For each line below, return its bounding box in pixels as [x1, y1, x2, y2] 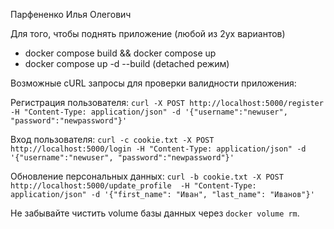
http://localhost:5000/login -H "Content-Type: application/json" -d [10, 144, 307, 154]
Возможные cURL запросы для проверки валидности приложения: [10, 77, 297, 89]
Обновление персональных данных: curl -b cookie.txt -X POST [10, 170, 284, 182]
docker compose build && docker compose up [24, 47, 217, 59]
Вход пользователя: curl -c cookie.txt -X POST [10, 134, 215, 145]
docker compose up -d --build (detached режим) [24, 58, 230, 69]
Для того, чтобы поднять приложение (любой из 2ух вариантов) [10, 28, 286, 39]
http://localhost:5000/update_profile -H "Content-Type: [10, 181, 257, 191]
